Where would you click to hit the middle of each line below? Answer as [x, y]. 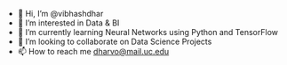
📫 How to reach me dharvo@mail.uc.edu [93, 51]
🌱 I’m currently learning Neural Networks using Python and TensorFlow [147, 32]
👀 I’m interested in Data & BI [68, 23]
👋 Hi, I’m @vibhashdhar [60, 14]
